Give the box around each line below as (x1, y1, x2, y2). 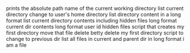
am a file (6, 41, 27, 48)
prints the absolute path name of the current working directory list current (6, 5, 184, 12)
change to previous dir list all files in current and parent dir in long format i (6, 36, 185, 42)
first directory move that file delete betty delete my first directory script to (6, 29, 184, 36)
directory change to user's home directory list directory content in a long (6, 11, 181, 18)
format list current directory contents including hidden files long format (6, 17, 177, 24)
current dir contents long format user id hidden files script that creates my (6, 23, 185, 30)
